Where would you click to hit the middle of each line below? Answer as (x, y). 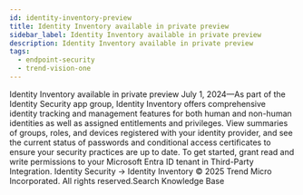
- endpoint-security (56, 60)
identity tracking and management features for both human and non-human (151, 113)
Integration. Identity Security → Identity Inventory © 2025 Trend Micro (141, 171)
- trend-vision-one (54, 69)
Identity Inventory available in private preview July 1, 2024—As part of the (147, 94)
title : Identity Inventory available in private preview (119, 26)
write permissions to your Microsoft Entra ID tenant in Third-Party (132, 161)
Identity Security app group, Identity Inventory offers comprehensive (137, 103)
